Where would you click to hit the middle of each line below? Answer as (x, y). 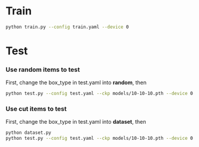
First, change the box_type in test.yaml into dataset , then (76, 122)
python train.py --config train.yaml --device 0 (67, 27)
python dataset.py (28, 133)
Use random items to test (43, 69)
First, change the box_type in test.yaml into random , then (76, 82)
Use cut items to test (36, 109)
